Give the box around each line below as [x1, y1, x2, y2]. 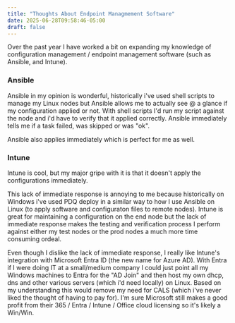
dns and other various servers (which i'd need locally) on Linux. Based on [7, 278, 222, 286]
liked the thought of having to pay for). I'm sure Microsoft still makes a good [7, 293, 228, 302]
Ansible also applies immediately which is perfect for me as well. [7, 135, 195, 143]
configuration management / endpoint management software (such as [7, 50, 212, 59]
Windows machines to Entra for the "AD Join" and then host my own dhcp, [7, 271, 224, 279]
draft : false [7, 23, 46, 30]
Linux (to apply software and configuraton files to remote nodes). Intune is [7, 205, 224, 213]
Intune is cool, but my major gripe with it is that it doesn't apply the [7, 169, 201, 177]
